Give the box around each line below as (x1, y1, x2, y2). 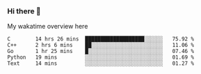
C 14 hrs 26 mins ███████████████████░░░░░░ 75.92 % (7, 36, 195, 43)
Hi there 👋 (7, 6, 42, 16)
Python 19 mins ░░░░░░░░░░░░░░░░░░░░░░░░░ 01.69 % (7, 54, 195, 61)
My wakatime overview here (7, 22, 88, 31)
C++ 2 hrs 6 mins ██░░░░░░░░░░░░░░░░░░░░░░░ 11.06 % (7, 42, 195, 49)
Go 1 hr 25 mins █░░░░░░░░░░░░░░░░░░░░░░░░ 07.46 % (7, 48, 195, 55)
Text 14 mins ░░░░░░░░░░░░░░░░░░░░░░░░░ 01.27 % (7, 60, 195, 67)
